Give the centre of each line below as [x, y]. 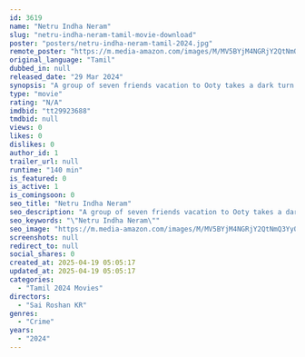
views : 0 [26, 128]
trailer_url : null [44, 161]
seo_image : [30, 229]
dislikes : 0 [32, 144]
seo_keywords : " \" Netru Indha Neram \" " [85, 220]
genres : [24, 313]
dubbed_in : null [40, 69]
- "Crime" [36, 322]
